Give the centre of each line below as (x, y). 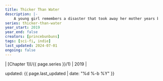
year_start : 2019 (23, 28)
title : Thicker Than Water (32, 9)
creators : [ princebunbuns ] (32, 37)
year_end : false (21, 32)
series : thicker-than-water (33, 23)
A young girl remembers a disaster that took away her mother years (84, 18)
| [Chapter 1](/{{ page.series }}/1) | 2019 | (46, 64)
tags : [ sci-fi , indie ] (28, 41)
